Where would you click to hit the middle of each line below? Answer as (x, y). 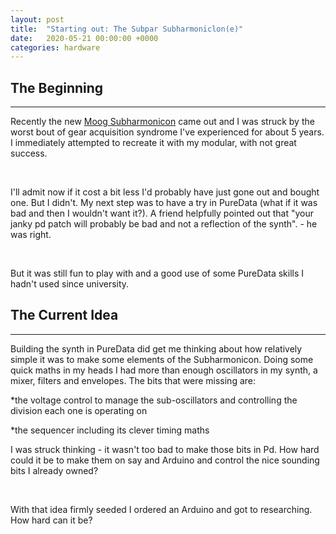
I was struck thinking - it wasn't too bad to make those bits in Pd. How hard (165, 449)
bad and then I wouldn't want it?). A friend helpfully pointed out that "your (162, 213)
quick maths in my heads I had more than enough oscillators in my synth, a (164, 370)
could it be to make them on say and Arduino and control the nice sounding (165, 460)
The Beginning (57, 87)
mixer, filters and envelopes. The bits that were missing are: (133, 380)
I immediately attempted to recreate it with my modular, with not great (153, 143)
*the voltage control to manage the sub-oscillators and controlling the (154, 400)
